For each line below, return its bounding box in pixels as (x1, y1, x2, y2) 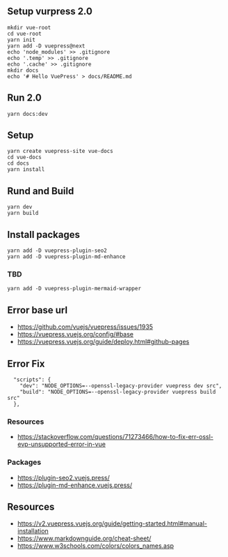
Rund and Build (7, 185, 74, 197)
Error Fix (7, 357, 45, 369)
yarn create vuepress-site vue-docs (7, 148, 113, 155)
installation (17, 527, 49, 535)
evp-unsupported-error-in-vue (17, 440, 106, 449)
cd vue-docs (7, 154, 42, 161)
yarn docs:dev (7, 110, 49, 117)
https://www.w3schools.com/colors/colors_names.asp (17, 542, 174, 550)
